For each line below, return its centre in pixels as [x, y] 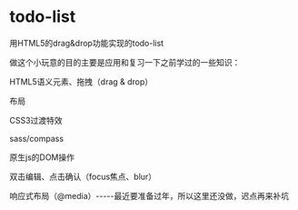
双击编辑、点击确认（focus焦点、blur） [83, 176]
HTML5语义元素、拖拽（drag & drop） [81, 81]
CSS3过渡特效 [36, 120]
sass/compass [37, 138]
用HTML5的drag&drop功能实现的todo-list [87, 43]
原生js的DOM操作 [42, 157]
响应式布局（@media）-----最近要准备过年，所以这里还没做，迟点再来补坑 [149, 195]
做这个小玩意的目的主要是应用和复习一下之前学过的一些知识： [125, 62]
